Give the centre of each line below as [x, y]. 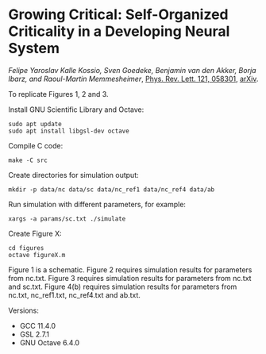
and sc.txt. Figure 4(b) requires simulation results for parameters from [123, 287]
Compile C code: [36, 145]
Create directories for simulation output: [73, 175]
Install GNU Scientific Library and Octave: [76, 110]
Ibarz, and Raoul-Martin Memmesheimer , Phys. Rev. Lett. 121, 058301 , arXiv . [133, 79]
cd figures [26, 248]
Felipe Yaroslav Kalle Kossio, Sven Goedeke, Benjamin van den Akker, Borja [132, 70]
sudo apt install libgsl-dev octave [69, 131]
